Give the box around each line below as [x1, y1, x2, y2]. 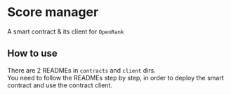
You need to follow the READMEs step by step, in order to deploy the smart [7, 73, 225, 82]
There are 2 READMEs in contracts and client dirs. [7, 66, 156, 74]
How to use [7, 47, 58, 59]
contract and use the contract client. [7, 81, 112, 89]
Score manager [7, 4, 99, 20]
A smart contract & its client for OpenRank [7, 27, 124, 36]
